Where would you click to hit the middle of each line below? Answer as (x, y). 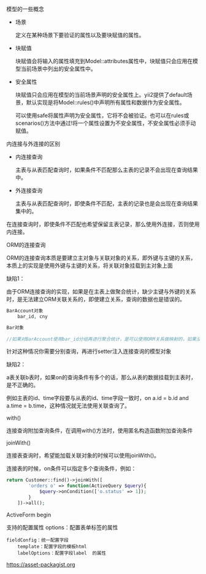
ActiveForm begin (29, 515)
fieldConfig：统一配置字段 (37, 540)
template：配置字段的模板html (52, 546)
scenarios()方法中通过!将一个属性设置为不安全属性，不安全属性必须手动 (105, 123)
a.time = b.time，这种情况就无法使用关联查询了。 (68, 406)
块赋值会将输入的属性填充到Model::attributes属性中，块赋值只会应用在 (104, 61)
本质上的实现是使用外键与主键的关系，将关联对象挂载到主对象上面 (90, 266)
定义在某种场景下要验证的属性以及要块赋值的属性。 (80, 35)
